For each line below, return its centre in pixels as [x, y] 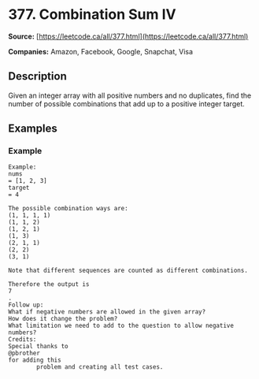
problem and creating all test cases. [100, 367]
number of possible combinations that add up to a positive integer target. [127, 103]
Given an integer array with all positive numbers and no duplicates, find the [130, 95]
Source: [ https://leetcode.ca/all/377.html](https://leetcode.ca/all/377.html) [128, 36]
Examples [33, 129]
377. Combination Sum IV [92, 15]
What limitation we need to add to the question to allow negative [121, 326]
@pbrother [24, 353]
